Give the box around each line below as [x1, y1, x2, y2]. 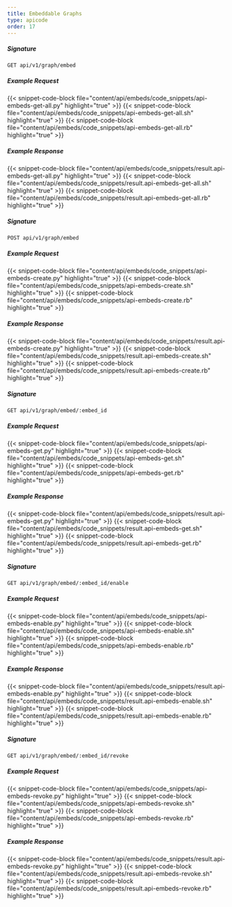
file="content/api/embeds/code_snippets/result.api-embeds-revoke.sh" [7, 869, 213, 878]
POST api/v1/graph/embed [7, 235, 79, 241]
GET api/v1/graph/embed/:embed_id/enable [7, 580, 129, 587]
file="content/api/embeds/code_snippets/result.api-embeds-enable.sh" [7, 697, 213, 705]
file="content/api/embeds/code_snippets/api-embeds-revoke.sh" [7, 799, 195, 807]
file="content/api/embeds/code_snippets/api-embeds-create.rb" [7, 296, 193, 305]
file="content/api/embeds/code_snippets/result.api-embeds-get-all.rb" [7, 194, 211, 202]
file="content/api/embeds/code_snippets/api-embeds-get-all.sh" [7, 109, 194, 117]
